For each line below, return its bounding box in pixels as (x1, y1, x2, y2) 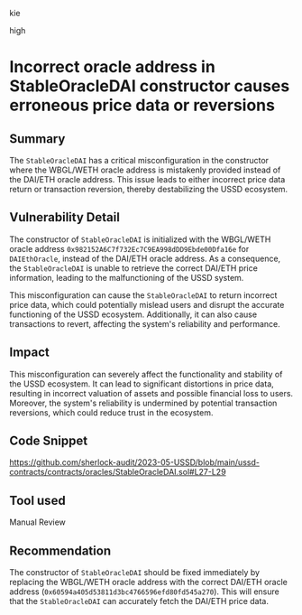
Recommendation (9, 543, 111, 558)
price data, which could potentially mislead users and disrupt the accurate (9, 299, 285, 310)
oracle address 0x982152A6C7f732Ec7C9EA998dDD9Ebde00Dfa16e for (9, 243, 250, 254)
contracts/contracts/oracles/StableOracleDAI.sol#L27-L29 (9, 467, 227, 478)
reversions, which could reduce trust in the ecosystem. (9, 406, 214, 418)
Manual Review (9, 517, 66, 527)
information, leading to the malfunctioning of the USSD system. (9, 272, 244, 283)
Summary (9, 131, 66, 146)
